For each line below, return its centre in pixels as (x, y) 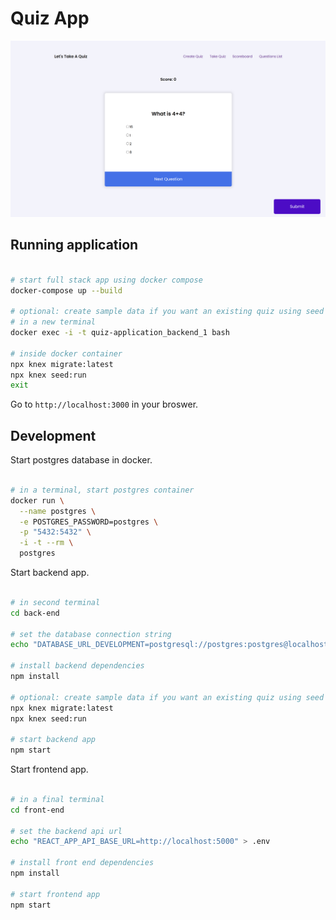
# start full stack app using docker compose (106, 280)
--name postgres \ (58, 511)
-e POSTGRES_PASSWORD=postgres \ (89, 522)
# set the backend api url (66, 831)
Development (53, 435)
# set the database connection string (91, 634)
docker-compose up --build (66, 290)
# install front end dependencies (82, 863)
